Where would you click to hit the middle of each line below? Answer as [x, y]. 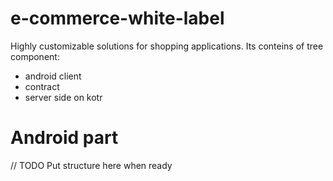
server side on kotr [63, 97]
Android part [64, 138]
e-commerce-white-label [117, 18]
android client [53, 76]
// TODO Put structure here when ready [91, 165]
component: [35, 56]
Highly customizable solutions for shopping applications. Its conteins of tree [167, 46]
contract [42, 86]
